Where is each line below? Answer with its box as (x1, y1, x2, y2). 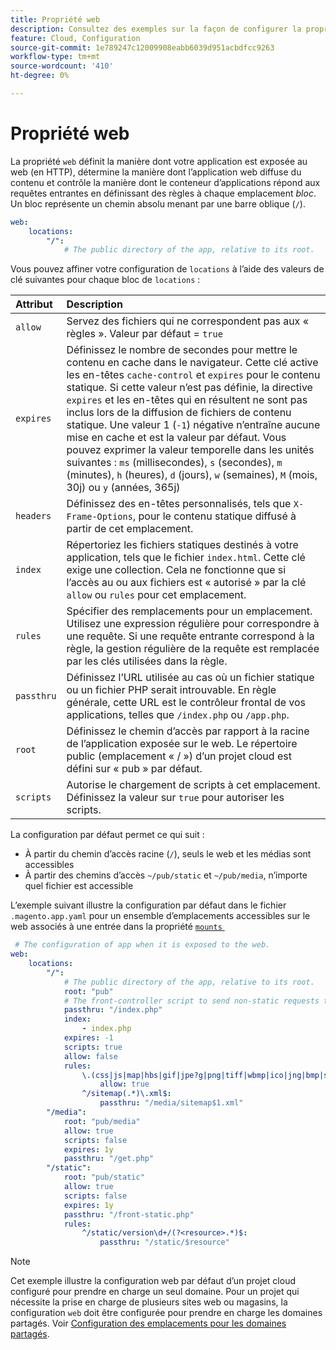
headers (15, 511, 52, 522)
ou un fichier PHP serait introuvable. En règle (66, 683, 277, 697)
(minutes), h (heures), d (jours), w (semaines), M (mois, (66, 468, 318, 482)
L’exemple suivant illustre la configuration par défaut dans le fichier (10, 899, 287, 911)
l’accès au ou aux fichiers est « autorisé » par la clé (66, 576, 307, 590)
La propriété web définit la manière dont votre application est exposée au (10, 155, 308, 167)
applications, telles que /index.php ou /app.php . (66, 708, 290, 722)
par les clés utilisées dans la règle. (66, 654, 228, 668)
